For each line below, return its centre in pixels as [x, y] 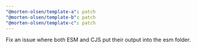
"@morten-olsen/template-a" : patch [51, 12]
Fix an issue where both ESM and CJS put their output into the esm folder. [98, 40]
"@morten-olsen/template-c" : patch [51, 23]
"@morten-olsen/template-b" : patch [51, 17]
